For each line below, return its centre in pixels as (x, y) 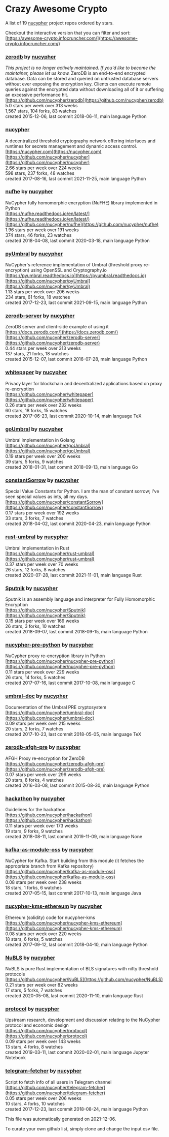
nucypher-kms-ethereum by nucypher (54, 906)
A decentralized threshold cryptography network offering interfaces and (80, 141)
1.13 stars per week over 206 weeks (43, 292)
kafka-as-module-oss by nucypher (49, 850)
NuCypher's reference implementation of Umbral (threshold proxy (74, 265)
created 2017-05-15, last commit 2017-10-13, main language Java (73, 893)
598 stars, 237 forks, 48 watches (40, 173)
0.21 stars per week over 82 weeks (42, 985)
